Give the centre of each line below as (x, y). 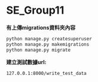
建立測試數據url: (26, 62)
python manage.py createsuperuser (49, 39)
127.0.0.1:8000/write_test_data (46, 73)
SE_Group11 (35, 10)
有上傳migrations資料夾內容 (41, 27)
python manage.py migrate (38, 50)
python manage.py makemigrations (48, 44)
